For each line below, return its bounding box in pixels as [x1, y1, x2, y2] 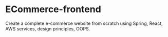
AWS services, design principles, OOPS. [5, 25, 90, 31]
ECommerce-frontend [5, 4, 101, 15]
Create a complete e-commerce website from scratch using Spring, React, [5, 20, 163, 26]
